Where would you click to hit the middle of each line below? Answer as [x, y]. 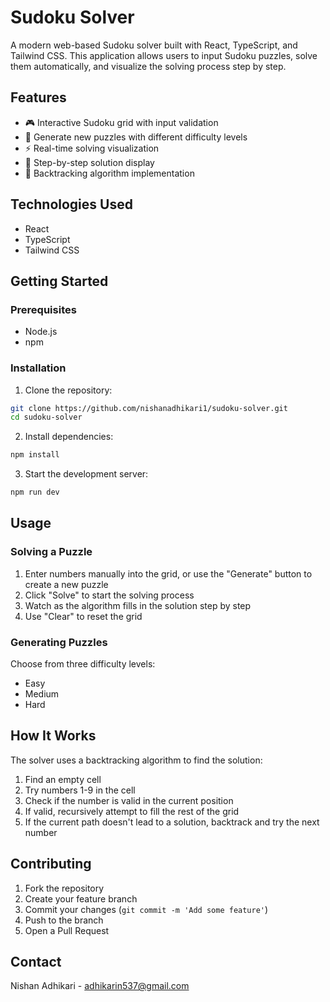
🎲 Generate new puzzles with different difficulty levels [136, 137]
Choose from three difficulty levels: [83, 664]
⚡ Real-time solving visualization [92, 148]
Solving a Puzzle [51, 552]
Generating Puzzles [59, 642]
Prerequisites [43, 309]
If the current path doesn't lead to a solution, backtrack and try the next [172, 822]
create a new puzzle [66, 584]
